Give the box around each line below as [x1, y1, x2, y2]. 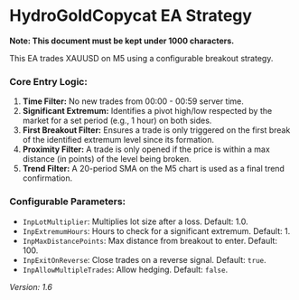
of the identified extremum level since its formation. [22, 135, 215, 145]
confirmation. [22, 173, 73, 183]
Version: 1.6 [9, 281, 52, 292]
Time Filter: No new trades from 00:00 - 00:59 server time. [22, 96, 244, 107]
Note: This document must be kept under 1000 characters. [9, 35, 235, 46]
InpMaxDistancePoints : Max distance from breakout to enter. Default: [22, 235, 278, 246]
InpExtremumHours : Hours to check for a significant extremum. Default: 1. [22, 225, 291, 236]
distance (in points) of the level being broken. [22, 154, 192, 164]
